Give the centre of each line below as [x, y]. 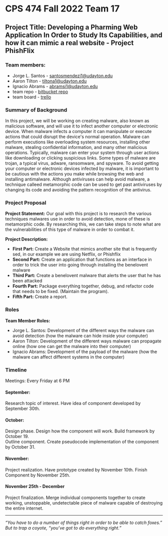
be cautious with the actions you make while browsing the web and [74, 174]
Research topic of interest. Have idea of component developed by [73, 403]
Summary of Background [36, 109]
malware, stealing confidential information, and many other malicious [76, 147]
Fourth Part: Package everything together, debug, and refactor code [83, 286]
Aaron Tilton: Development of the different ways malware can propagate [87, 341]
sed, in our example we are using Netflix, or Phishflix [66, 254]
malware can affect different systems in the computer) [68, 357]
